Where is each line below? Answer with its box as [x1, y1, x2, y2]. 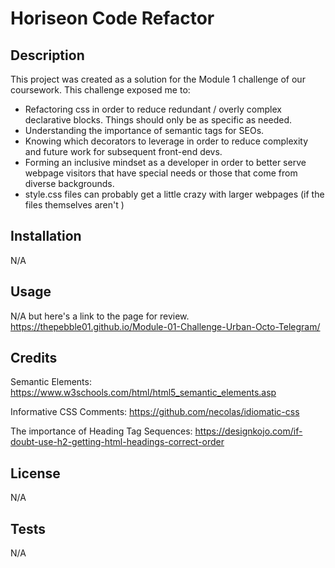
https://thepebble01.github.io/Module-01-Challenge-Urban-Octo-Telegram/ [10, 320, 321, 332]
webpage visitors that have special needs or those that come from [24, 167, 298, 179]
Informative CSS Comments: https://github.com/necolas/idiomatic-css [10, 406, 300, 418]
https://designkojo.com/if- [194, 425, 303, 437]
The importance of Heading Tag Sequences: [10, 425, 193, 437]
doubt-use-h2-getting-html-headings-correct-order [10, 436, 225, 448]
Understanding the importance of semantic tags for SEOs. [24, 125, 265, 136]
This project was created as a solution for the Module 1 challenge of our [10, 73, 306, 85]
